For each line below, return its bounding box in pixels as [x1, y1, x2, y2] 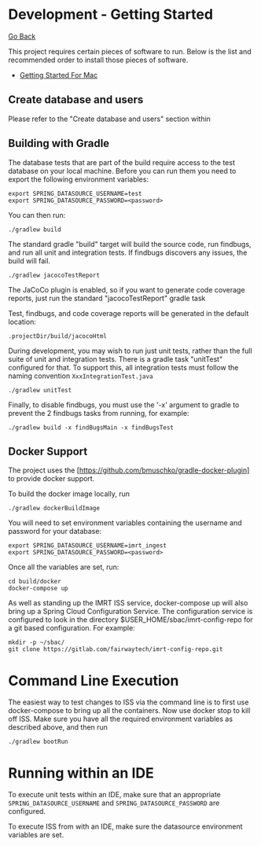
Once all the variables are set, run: [8, 562, 119, 572]
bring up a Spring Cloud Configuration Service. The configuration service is [8, 607, 253, 616]
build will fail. [8, 256, 51, 265]
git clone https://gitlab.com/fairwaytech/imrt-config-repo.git [8, 646, 223, 653]
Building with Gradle [8, 137, 110, 150]
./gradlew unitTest [8, 386, 72, 394]
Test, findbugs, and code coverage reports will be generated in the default [8, 308, 249, 318]
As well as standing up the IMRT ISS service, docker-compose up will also [8, 598, 248, 608]
